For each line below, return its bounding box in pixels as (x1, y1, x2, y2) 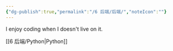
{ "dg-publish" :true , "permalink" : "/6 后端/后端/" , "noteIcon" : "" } (5, 8, 167, 15)
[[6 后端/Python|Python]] (5, 37, 68, 45)
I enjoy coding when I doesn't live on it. (5, 25, 103, 32)
